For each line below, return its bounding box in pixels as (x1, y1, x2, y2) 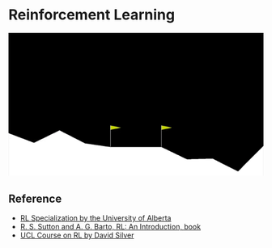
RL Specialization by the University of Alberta (19, 213, 172, 223)
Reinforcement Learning (8, 6, 176, 24)
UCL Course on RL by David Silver (19, 230, 134, 240)
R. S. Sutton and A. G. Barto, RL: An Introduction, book (19, 222, 201, 232)
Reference (8, 191, 62, 205)
